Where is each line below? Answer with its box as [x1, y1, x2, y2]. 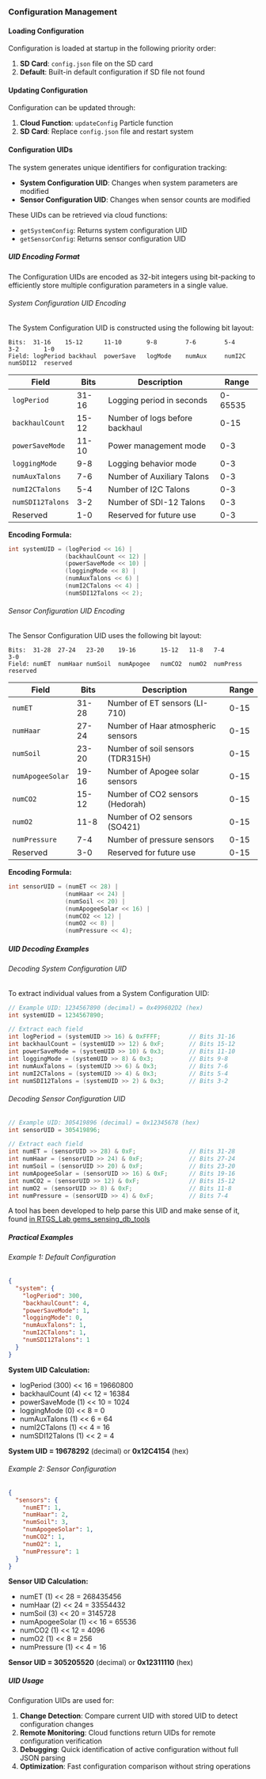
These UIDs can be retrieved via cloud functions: [8, 210, 168, 219]
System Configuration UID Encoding [8, 298, 127, 308]
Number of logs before [108, 412, 192, 424]
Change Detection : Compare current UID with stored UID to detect [19, 1711, 238, 1720]
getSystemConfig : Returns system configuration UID [19, 225, 188, 235]
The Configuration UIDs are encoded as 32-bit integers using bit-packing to [8, 272, 256, 281]
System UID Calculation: [8, 1365, 90, 1374]
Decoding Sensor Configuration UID [8, 1094, 126, 1104]
